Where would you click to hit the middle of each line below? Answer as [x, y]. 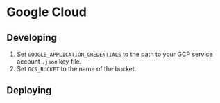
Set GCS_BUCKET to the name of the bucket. [76, 69]
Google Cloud [47, 12]
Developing [32, 38]
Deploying [29, 91]
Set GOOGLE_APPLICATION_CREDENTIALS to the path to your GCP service [115, 54]
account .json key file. [49, 62]
